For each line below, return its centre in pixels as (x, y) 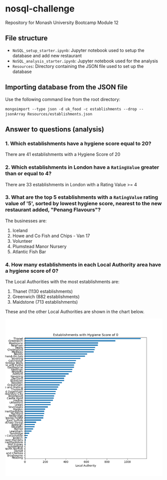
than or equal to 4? (28, 174)
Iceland (20, 230)
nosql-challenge (40, 9)
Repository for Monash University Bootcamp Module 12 (62, 22)
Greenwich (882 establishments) (46, 297)
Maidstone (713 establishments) (45, 302)
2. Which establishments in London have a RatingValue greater (82, 167)
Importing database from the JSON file (67, 87)
